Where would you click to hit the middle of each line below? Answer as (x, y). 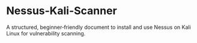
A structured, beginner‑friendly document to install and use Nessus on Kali (98, 27)
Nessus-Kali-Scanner (62, 11)
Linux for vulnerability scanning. (46, 33)
